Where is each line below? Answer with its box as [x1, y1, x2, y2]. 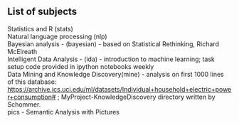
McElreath [7, 47, 38, 55]
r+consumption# [7, 92, 56, 101]
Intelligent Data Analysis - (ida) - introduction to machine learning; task [7, 55, 216, 63]
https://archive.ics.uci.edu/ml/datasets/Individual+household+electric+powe [7, 85, 232, 93]
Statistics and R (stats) [7, 24, 73, 33]
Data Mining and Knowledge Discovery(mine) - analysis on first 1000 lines [7, 70, 224, 78]
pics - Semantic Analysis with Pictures [7, 107, 119, 116]
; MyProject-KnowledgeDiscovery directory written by [57, 92, 216, 101]
